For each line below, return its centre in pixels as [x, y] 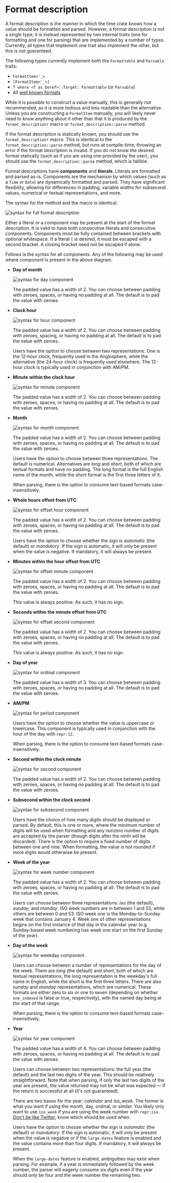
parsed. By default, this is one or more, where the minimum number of [87, 825]
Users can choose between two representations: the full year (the [82, 1069]
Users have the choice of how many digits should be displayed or [81, 820]
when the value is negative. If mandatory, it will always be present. [82, 551]
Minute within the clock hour [44, 377]
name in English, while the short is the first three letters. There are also [87, 981]
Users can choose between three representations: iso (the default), [83, 902]
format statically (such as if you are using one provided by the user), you [82, 156]
